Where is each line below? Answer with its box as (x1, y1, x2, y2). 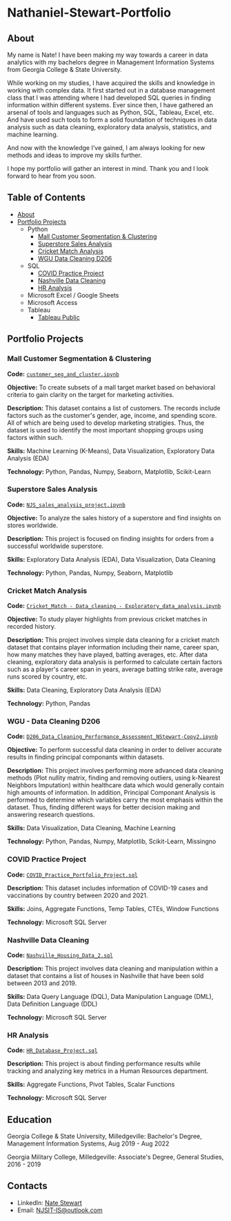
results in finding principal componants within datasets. (7, 753, 164, 762)
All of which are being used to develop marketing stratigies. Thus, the (7, 419, 205, 427)
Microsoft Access (27, 298, 78, 306)
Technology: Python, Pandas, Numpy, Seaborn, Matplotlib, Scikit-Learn (7, 467, 212, 475)
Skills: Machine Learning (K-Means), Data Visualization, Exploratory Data (7, 446, 215, 455)
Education (7, 1114, 52, 1126)
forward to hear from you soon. (7, 172, 97, 180)
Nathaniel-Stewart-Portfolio (7, 5, 171, 21)
